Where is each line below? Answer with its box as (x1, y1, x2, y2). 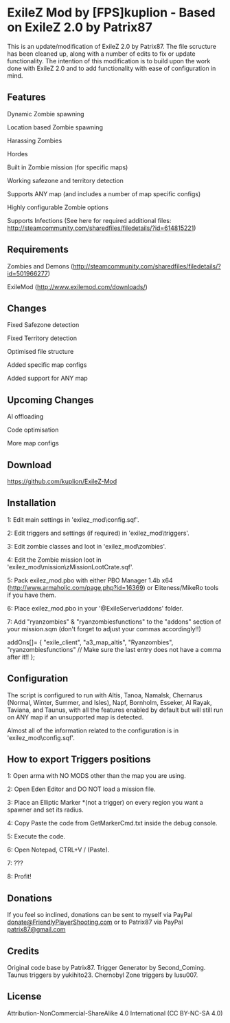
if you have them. (7, 591, 56, 599)
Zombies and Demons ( (7, 262, 73, 270)
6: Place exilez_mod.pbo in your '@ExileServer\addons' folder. (7, 604, 183, 612)
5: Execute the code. (7, 832, 66, 841)
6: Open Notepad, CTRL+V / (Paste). (7, 845, 110, 854)
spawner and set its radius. (7, 805, 84, 814)
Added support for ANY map (7, 374, 88, 383)
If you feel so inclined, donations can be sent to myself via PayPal (7, 911, 193, 919)
